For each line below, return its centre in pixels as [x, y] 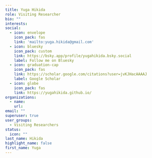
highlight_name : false [28, 143]
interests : [16, 24]
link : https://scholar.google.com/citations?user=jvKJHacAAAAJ [81, 74]
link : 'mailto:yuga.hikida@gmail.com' [54, 42]
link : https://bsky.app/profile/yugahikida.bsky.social [73, 56]
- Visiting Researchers [34, 125]
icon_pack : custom [33, 51]
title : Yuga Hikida [25, 10]
